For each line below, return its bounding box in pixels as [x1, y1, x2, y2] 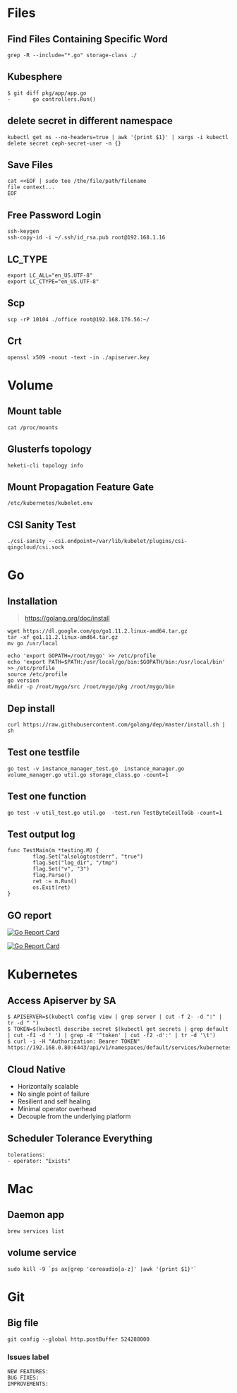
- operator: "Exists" [7, 1157, 71, 1164]
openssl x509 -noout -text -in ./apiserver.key [7, 354, 150, 361]
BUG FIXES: [7, 1374, 39, 1381]
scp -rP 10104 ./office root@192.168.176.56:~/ [7, 316, 150, 323]
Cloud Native [7, 1063, 66, 1075]
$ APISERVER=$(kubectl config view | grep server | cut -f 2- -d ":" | [7, 1013, 222, 1021]
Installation [7, 595, 58, 607]
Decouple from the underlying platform [17, 1112, 131, 1120]
